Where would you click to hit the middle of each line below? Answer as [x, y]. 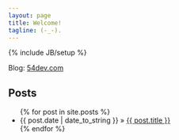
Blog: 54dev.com [36, 68]
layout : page [30, 15]
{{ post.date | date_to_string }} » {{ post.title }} [95, 120]
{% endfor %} [42, 129]
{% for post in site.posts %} [65, 112]
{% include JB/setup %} [48, 53]
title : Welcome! [35, 23]
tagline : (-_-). [35, 30]
